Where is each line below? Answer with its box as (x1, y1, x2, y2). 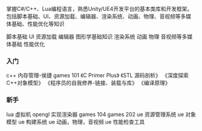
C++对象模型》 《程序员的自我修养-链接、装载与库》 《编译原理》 (6, 79, 171, 87)
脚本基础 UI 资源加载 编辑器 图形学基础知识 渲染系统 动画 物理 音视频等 (6, 33, 182, 40)
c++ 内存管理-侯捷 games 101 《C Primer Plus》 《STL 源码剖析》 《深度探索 (6, 72, 189, 79)
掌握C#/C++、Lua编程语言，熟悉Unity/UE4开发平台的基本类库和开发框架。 (6, 5, 193, 12)
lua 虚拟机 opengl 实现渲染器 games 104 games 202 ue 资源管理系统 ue (6, 111, 185, 118)
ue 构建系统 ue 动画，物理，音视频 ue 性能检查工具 (17, 118, 145, 125)
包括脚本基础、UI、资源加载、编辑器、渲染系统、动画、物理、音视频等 (6, 13, 181, 20)
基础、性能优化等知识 (11, 20, 65, 27)
